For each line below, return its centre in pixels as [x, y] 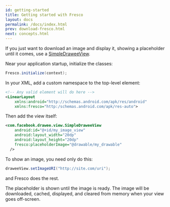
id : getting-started [27, 10]
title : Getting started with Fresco [44, 15]
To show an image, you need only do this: [49, 159]
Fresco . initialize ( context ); [36, 73]
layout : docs [19, 19]
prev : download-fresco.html [35, 29]
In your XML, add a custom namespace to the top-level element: [73, 83]
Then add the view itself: [31, 116]
